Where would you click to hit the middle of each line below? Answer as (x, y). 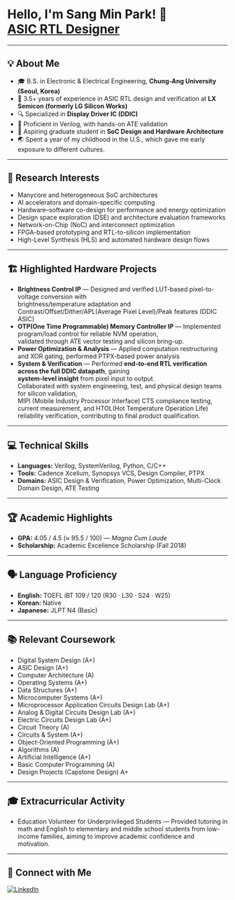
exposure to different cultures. (61, 149)
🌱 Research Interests (54, 178)
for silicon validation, (47, 394)
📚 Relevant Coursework (61, 640)
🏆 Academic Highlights (60, 518)
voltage (28, 296)
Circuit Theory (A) (43, 727)
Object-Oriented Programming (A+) (68, 742)
